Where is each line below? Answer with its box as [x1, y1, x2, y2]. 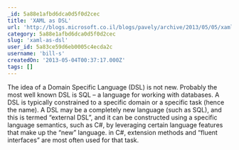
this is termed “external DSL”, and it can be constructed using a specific [7, 113, 218, 122]
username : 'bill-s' [7, 50, 65, 58]
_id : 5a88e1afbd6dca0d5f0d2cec [7, 10, 100, 18]
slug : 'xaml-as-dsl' [7, 37, 69, 44]
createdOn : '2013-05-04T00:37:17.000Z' [7, 57, 126, 64]
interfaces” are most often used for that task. [7, 136, 139, 144]
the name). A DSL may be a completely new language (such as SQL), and [7, 105, 222, 114]
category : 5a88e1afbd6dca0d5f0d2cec [7, 30, 116, 38]
